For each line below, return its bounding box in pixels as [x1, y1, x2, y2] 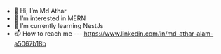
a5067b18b [13, 39, 47, 48]
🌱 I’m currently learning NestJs [13, 22, 104, 29]
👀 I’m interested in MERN [13, 14, 86, 22]
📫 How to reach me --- [13, 29, 83, 38]
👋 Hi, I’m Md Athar [13, 7, 67, 15]
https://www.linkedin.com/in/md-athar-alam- [83, 29, 214, 38]
